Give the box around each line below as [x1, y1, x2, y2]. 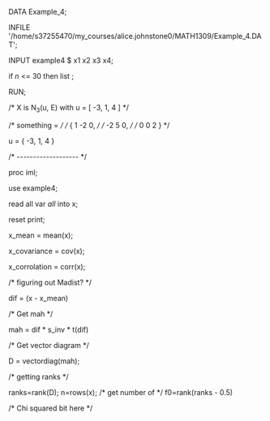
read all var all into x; [8, 199, 79, 208]
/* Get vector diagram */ [8, 340, 89, 350]
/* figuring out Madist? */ [8, 277, 92, 287]
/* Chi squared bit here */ [8, 403, 93, 413]
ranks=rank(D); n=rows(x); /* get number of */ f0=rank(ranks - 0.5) [8, 387, 234, 397]
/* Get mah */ [8, 308, 54, 319]
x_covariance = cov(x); [8, 246, 85, 256]
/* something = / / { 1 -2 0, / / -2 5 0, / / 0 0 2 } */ [8, 120, 170, 130]
